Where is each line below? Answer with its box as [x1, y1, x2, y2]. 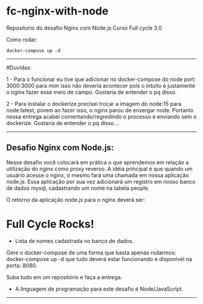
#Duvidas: [6, 63, 32, 71]
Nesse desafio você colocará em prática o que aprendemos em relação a [6, 158, 189, 166]
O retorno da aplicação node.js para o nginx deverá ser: [6, 196, 146, 203]
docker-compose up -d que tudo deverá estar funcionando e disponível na [6, 255, 192, 262]
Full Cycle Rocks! [6, 217, 95, 231]
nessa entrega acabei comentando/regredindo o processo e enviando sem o [6, 113, 197, 120]
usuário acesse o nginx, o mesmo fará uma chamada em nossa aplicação [6, 171, 189, 179]
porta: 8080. [6, 262, 37, 269]
